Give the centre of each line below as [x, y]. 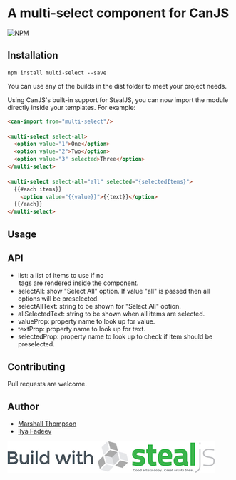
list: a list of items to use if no [61, 276]
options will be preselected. [58, 299]
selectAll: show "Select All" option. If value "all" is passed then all [114, 291]
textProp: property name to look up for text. [82, 329]
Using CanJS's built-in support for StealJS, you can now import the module [118, 100]
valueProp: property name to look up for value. [86, 321]
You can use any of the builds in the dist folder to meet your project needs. [117, 86]
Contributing [36, 367]
